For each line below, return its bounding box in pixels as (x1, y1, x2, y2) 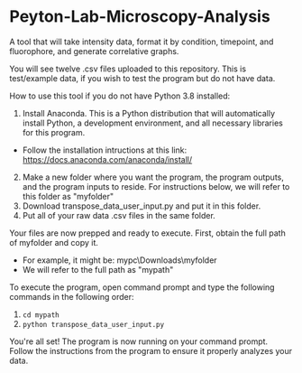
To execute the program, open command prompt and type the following (9, 282, 275, 293)
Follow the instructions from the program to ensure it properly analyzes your (9, 345, 293, 356)
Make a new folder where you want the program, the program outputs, (22, 172, 284, 182)
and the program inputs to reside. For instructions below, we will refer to (22, 181, 290, 191)
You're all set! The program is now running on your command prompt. (9, 336, 269, 347)
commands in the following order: (9, 291, 134, 302)
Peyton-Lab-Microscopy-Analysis (9, 6, 270, 27)
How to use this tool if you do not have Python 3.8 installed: (9, 90, 231, 101)
